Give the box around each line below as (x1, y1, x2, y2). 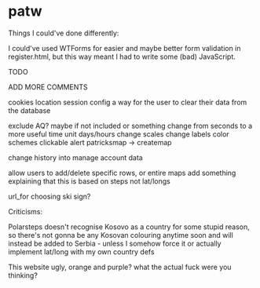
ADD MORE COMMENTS (8, 82, 88, 92)
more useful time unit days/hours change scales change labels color (8, 129, 229, 139)
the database (8, 105, 51, 115)
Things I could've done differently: (8, 28, 119, 38)
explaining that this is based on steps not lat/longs (8, 176, 170, 186)
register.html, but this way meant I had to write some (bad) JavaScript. (8, 52, 236, 61)
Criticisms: (8, 206, 43, 216)
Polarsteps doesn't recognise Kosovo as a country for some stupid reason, (8, 222, 250, 231)
